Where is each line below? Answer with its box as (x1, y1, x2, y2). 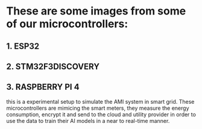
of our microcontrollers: (6, 17, 128, 31)
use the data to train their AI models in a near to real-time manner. (6, 117, 170, 124)
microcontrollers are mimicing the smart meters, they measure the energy (6, 104, 189, 112)
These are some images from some (6, 4, 186, 18)
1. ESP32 (6, 41, 40, 51)
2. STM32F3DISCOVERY (6, 61, 100, 72)
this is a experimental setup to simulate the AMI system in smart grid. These (6, 98, 195, 105)
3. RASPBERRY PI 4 (6, 82, 80, 92)
